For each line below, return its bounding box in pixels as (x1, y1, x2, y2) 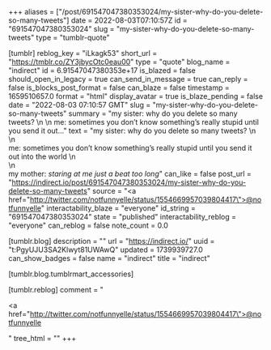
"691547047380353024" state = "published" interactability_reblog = (8, 212, 237, 221)
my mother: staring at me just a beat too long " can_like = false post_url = (8, 169, 252, 178)
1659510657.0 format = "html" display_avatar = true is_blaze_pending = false (8, 92, 264, 100)
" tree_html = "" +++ (8, 334, 77, 343)
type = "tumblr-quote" (36, 32, 111, 42)
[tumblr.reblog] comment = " (8, 285, 104, 294)
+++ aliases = (8, 7, 55, 16)
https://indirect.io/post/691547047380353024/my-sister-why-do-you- (11, 177, 247, 187)
